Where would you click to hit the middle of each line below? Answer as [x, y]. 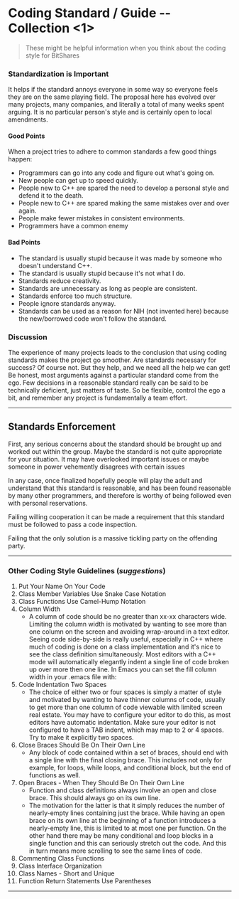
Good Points [27, 136]
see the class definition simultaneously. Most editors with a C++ [123, 654]
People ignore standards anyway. [67, 303]
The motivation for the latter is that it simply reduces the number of [127, 806]
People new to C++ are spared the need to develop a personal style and [123, 188]
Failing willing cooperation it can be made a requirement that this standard [117, 516]
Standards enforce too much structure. [75, 296]
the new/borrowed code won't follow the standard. [93, 319]
